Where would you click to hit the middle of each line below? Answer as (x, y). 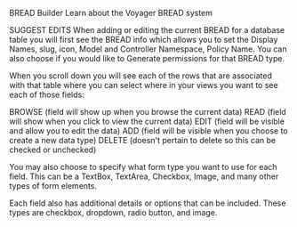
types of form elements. (53, 186)
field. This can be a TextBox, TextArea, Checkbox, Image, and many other (144, 176)
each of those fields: (47, 94)
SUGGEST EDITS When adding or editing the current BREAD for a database (147, 30)
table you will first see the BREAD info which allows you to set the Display (144, 40)
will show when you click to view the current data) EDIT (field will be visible (147, 121)
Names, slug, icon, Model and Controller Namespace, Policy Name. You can (148, 49)
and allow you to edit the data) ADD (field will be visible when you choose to (148, 131)
